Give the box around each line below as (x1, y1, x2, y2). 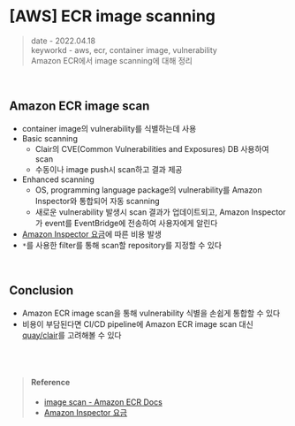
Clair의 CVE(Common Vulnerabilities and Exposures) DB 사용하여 (34, 143, 269, 154)
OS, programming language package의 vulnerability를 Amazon (34, 184, 262, 195)
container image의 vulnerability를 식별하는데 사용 (21, 123, 197, 133)
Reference (30, 377, 71, 388)
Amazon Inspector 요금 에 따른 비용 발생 (21, 228, 162, 240)
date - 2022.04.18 (30, 35, 95, 46)
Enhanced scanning (21, 174, 95, 185)
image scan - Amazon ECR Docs (43, 396, 163, 407)
